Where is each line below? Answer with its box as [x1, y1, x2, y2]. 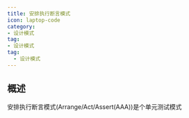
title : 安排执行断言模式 [7, 10, 71, 17]
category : [7, 23, 36, 30]
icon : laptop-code [7, 17, 60, 24]
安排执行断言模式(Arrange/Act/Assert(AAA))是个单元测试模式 [7, 102, 182, 111]
